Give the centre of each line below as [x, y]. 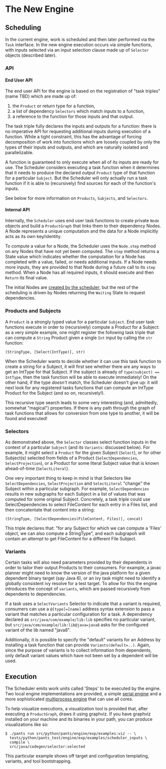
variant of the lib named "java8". [38, 630]
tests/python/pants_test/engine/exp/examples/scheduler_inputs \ [79, 738]
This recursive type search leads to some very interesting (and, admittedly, [82, 402]
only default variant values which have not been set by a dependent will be [82, 656]
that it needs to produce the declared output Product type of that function [80, 173]
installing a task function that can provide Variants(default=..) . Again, [78, 645]
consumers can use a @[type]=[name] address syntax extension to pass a [80, 609]
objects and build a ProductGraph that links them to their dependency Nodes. [83, 226]
